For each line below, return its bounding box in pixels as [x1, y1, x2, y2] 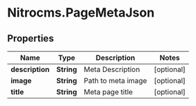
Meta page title [83, 87, 133, 96]
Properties [7, 33, 54, 44]
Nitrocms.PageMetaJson [7, 5, 155, 21]
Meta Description [83, 64, 140, 74]
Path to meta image [83, 76, 147, 85]
